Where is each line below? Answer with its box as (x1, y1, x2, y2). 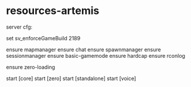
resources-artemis (6, 4, 100, 18)
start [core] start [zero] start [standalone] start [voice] (6, 75, 137, 82)
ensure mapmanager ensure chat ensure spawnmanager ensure (6, 46, 161, 53)
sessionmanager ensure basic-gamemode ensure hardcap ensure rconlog (6, 52, 186, 59)
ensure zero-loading (6, 63, 56, 71)
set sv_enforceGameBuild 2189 (6, 34, 81, 41)
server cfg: (6, 23, 33, 30)
